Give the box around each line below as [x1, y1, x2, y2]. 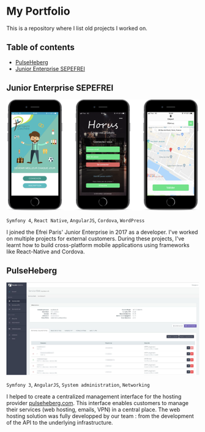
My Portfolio [6, 4, 70, 18]
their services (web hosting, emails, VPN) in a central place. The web [6, 406, 181, 413]
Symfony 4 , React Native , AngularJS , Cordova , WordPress [6, 216, 145, 224]
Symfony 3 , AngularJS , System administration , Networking [6, 381, 150, 388]
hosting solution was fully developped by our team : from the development [6, 412, 194, 420]
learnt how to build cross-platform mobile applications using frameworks [6, 241, 190, 248]
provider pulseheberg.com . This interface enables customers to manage [6, 399, 188, 406]
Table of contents [6, 42, 75, 53]
